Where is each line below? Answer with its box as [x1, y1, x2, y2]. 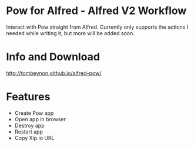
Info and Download [6, 50, 100, 64]
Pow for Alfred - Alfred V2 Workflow [6, 4, 187, 18]
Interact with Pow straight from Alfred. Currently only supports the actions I [6, 23, 189, 30]
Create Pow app [14, 110, 54, 117]
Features [6, 90, 51, 104]
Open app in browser [14, 115, 66, 122]
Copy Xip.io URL [14, 134, 55, 141]
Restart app [14, 128, 43, 135]
